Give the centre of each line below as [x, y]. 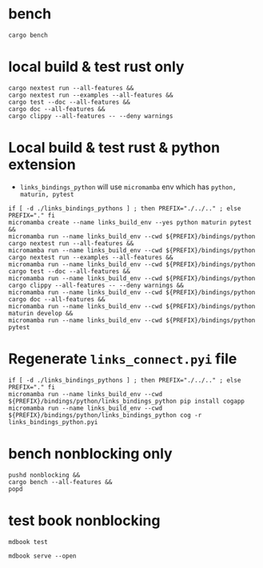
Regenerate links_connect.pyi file [123, 359]
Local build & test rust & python [114, 148]
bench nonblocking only [91, 453]
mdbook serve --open [43, 556]
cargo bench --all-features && [60, 482]
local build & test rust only [96, 67]
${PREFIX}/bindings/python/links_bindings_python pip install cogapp [127, 401]
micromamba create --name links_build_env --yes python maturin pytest [130, 222]
